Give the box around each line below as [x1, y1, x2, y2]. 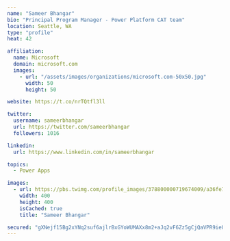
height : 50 [25, 86, 57, 93]
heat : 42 [7, 36, 32, 42]
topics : [7, 161, 29, 168]
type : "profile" [7, 29, 53, 36]
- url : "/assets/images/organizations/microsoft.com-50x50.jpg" [19, 73, 207, 80]
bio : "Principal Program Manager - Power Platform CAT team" [7, 16, 186, 23]
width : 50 [25, 79, 53, 86]
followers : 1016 [13, 129, 60, 137]
